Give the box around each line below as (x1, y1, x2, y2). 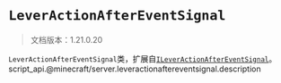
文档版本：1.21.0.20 (30, 34, 103, 45)
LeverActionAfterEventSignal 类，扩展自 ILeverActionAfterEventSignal (8, 53, 269, 64)
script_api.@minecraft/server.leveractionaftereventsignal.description (8, 63, 261, 74)
